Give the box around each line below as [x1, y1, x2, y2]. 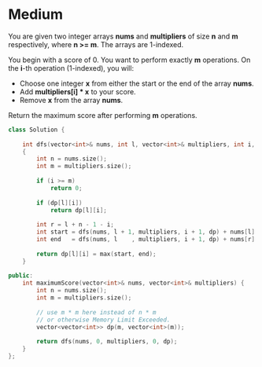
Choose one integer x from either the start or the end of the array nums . [19, 79, 254, 88]
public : [8, 272, 34, 280]
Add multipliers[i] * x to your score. [19, 86, 136, 96]
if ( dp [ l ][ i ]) [36, 199, 83, 207]
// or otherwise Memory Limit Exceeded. [36, 316, 171, 324]
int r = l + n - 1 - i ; [36, 221, 114, 229]
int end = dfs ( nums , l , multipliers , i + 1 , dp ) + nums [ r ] [36, 236, 256, 244]
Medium [8, 6, 63, 24]
